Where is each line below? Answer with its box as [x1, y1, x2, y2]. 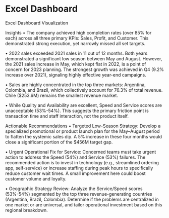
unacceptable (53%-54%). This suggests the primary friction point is [5, 107, 149, 114]
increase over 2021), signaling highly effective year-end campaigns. [5, 71, 146, 78]
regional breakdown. [5, 207, 48, 213]
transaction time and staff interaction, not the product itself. [5, 113, 129, 119]
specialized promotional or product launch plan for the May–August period [5, 128, 160, 134]
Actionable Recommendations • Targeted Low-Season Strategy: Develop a [5, 123, 161, 129]
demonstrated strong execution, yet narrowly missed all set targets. [5, 40, 146, 46]
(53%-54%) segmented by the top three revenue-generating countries [5, 191, 152, 197]
